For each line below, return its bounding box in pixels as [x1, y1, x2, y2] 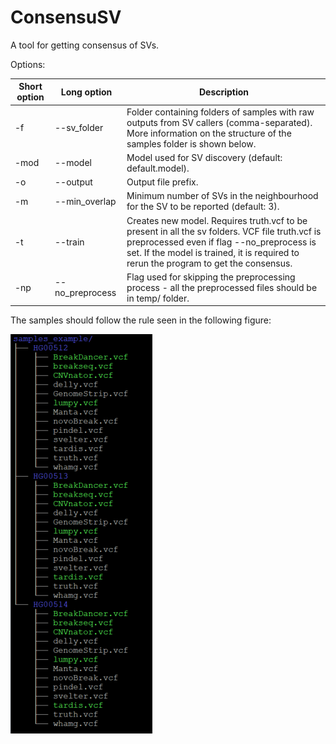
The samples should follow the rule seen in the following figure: [10, 314, 272, 326]
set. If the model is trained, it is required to [126, 246, 300, 258]
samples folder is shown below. [126, 137, 257, 150]
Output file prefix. [126, 176, 199, 188]
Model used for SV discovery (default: [126, 151, 283, 163]
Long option [60, 86, 113, 98]
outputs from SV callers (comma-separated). [126, 116, 313, 128]
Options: [10, 58, 46, 70]
